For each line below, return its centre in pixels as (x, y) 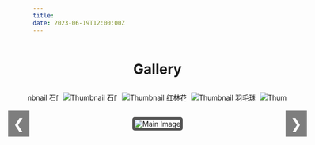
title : (44, 15)
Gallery (157, 69)
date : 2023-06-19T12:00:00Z (79, 23)
